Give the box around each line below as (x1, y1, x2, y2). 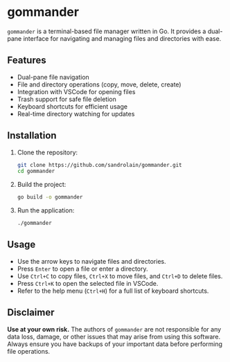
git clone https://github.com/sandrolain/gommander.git (17, 161, 182, 168)
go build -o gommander (17, 194, 83, 201)
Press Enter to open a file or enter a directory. (17, 264, 148, 273)
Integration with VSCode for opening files (17, 87, 136, 96)
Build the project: (17, 181, 67, 189)
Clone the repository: (17, 148, 78, 156)
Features (7, 55, 46, 66)
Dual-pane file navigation (17, 73, 90, 81)
